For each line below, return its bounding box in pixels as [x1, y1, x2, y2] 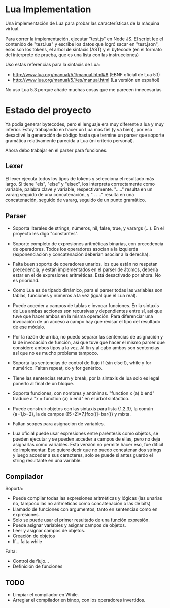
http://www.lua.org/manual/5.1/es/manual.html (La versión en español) [12, 77, 160, 83]
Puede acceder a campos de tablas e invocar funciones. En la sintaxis [12, 302, 159, 308]
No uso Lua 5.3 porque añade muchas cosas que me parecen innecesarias [5, 86, 162, 92]
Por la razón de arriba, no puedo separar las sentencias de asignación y [12, 333, 163, 340]
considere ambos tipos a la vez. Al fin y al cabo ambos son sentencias [12, 344, 160, 351]
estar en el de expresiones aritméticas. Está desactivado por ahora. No [12, 272, 161, 278]
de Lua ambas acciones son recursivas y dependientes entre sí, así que [12, 308, 162, 314]
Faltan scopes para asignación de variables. [12, 420, 105, 427]
